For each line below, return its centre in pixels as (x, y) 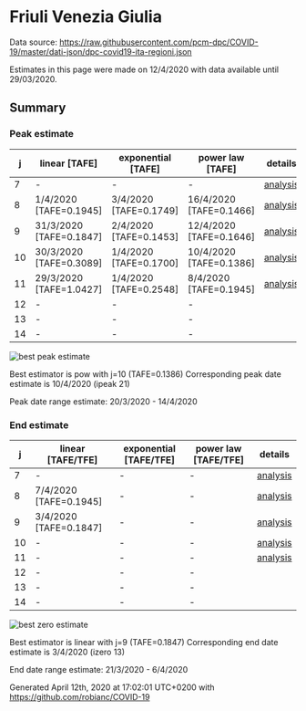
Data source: (33, 42)
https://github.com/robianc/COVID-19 (80, 696)
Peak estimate (42, 134)
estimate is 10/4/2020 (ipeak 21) (70, 383)
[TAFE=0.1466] (222, 210)
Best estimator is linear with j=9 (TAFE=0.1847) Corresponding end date (144, 642)
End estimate (39, 424)
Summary (38, 108)
